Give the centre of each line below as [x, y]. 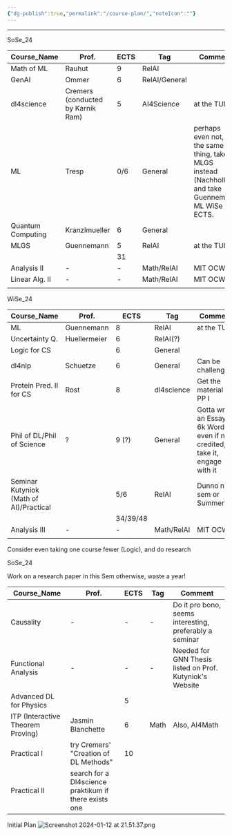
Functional [28, 663]
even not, [209, 137]
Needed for [191, 650]
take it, [207, 453]
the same [209, 145]
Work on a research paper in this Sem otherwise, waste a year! [97, 576]
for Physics [29, 705]
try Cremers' [91, 745]
